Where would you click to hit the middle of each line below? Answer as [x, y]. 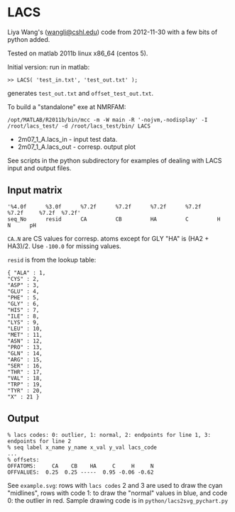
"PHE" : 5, [23, 297]
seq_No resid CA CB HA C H [114, 219]
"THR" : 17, [25, 372]
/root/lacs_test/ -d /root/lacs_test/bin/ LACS [79, 126]
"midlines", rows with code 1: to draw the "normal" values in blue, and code [117, 493]
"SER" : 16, [25, 366]
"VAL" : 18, [25, 378]
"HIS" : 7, [23, 310]
